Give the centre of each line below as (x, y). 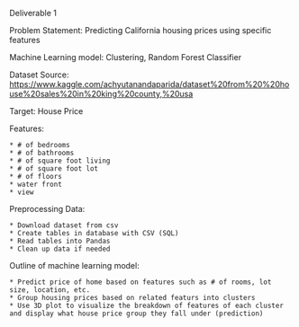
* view (22, 192)
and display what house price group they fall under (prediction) (136, 314)
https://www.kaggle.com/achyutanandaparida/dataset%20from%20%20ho (149, 84)
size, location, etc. (50, 290)
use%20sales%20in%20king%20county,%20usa (101, 94)
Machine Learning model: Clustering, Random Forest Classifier (125, 57)
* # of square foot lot (54, 169)
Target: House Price (46, 111)
